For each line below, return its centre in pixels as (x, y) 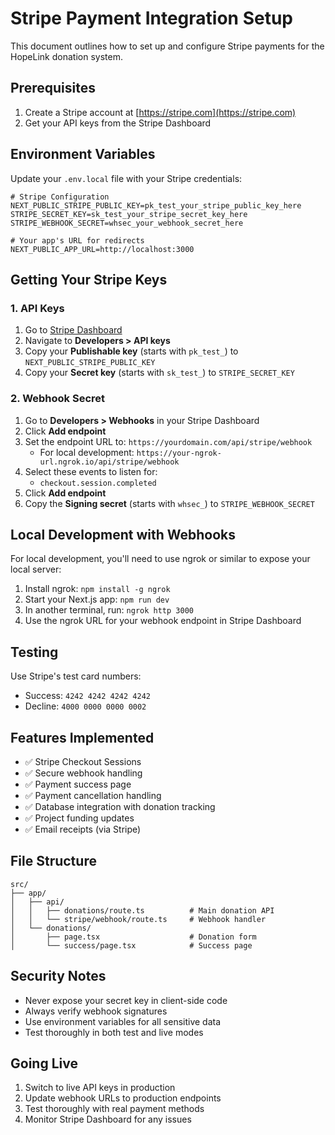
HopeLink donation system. (66, 56)
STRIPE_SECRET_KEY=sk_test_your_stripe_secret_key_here (129, 214)
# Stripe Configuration (60, 197)
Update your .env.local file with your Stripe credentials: (126, 178)
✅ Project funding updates (79, 818)
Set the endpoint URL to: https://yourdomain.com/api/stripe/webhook (168, 441)
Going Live (44, 1063)
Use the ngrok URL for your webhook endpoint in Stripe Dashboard (163, 621)
